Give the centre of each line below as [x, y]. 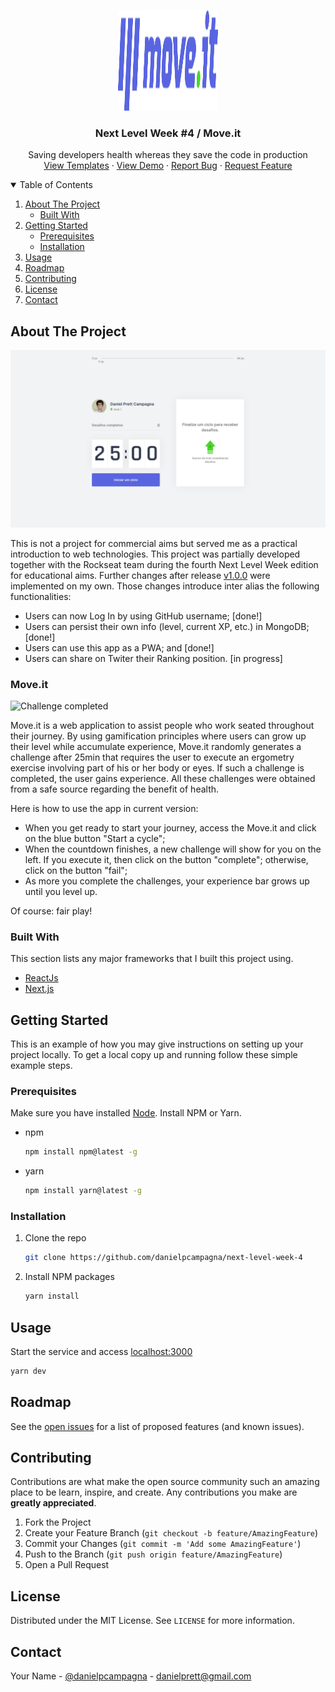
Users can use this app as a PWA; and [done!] [119, 647]
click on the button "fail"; [76, 870]
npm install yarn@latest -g [83, 1191]
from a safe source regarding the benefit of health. [115, 789]
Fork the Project [58, 1522]
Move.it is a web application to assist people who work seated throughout [162, 725]
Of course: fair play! [51, 911]
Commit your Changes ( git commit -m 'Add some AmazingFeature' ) [163, 1544]
